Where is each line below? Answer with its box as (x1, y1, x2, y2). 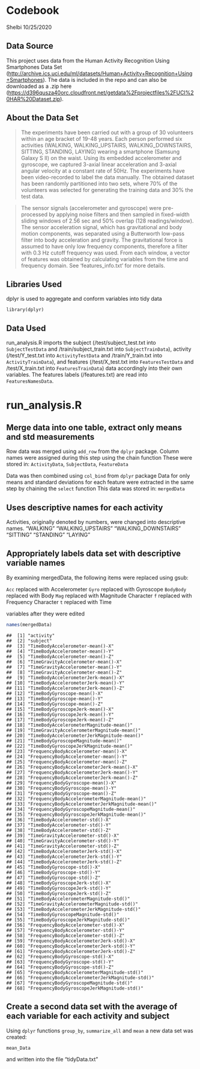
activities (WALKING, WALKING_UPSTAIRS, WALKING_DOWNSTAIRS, (20, 141, 193, 149)
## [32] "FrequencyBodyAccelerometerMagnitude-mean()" (6, 795, 147, 802)
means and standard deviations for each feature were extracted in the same (6, 479, 194, 486)
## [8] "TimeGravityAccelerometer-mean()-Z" (6, 669, 122, 676)
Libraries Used (6, 279, 62, 289)
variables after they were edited (6, 610, 85, 617)
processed (20, 211, 48, 218)
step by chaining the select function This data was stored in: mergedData (6, 485, 185, 492)
